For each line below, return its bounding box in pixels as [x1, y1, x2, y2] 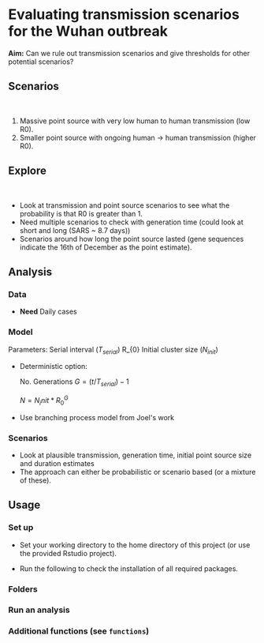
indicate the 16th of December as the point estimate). [19, 243, 192, 252]
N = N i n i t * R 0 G [19, 394, 69, 407]
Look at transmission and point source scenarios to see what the [19, 200, 230, 210]
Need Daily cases [19, 306, 77, 317]
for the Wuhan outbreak [8, 22, 168, 40]
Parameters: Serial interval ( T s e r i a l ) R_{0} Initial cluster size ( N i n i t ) [8, 344, 219, 356]
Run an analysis [8, 604, 70, 615]
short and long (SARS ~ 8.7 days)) [19, 225, 131, 235]
